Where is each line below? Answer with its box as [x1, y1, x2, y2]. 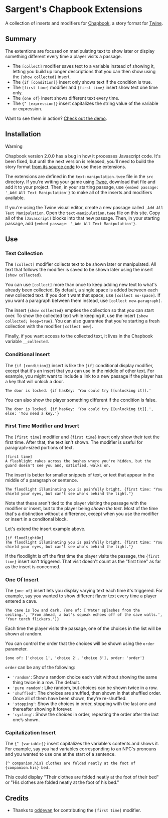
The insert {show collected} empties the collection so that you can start [5, 307, 154, 313]
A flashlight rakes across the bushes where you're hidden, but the [5, 458, 151, 463]
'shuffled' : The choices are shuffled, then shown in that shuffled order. [12, 690, 161, 696]
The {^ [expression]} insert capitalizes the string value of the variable [12, 100, 159, 106]
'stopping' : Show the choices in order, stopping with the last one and [12, 701, 156, 707]
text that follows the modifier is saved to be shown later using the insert [5, 267, 153, 273]
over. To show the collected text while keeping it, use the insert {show [5, 312, 148, 319]
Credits [5, 794, 29, 802]
